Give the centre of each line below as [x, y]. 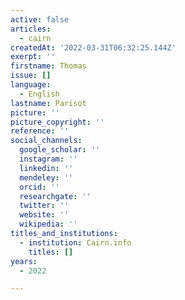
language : [31, 85]
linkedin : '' [46, 168]
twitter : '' [44, 206]
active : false [40, 19]
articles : [31, 29]
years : [24, 261]
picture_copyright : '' [57, 122]
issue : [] [31, 76]
